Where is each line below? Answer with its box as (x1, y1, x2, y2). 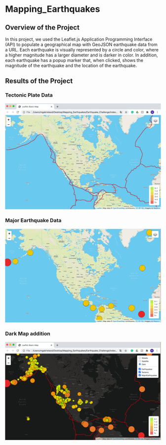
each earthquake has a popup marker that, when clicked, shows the (5, 57, 143, 63)
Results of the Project (5, 77, 73, 85)
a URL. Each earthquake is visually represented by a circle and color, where (5, 47, 159, 52)
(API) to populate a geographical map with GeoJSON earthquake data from (5, 42, 158, 48)
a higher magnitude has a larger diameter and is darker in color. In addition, (5, 52, 158, 58)
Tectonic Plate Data (5, 92, 53, 99)
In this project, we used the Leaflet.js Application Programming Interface (5, 36, 153, 42)
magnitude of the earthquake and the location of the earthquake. (5, 63, 137, 68)
